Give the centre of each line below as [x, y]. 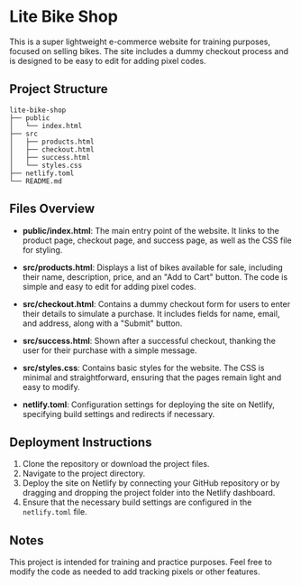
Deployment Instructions [81, 442]
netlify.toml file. [55, 512]
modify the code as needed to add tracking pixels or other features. [135, 572]
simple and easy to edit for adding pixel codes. [109, 286]
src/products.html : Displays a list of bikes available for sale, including [152, 267]
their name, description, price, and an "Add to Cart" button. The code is [155, 276]
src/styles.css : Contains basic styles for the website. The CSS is [143, 367]
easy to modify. [51, 386]
